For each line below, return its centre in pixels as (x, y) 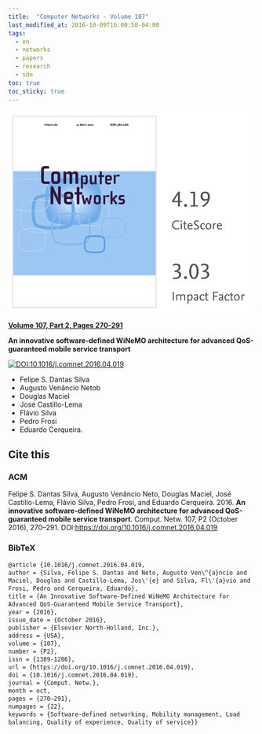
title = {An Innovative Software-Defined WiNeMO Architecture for (119, 597)
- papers (29, 58)
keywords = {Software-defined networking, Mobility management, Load (124, 715)
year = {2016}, (33, 612)
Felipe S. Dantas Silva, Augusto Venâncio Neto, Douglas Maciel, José (120, 494)
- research (33, 67)
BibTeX (22, 548)
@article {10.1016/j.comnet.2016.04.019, (77, 565)
